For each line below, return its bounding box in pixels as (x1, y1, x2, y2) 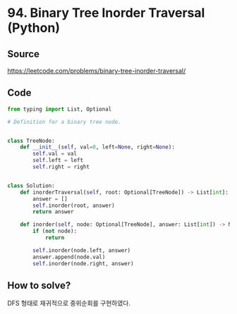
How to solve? (7, 280, 71, 291)
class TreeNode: (7, 137, 55, 144)
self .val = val (32, 150, 78, 158)
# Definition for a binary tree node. (7, 118, 121, 125)
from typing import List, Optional (7, 106, 112, 113)
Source (7, 48, 40, 60)
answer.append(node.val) (32, 253, 106, 260)
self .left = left (32, 157, 83, 164)
